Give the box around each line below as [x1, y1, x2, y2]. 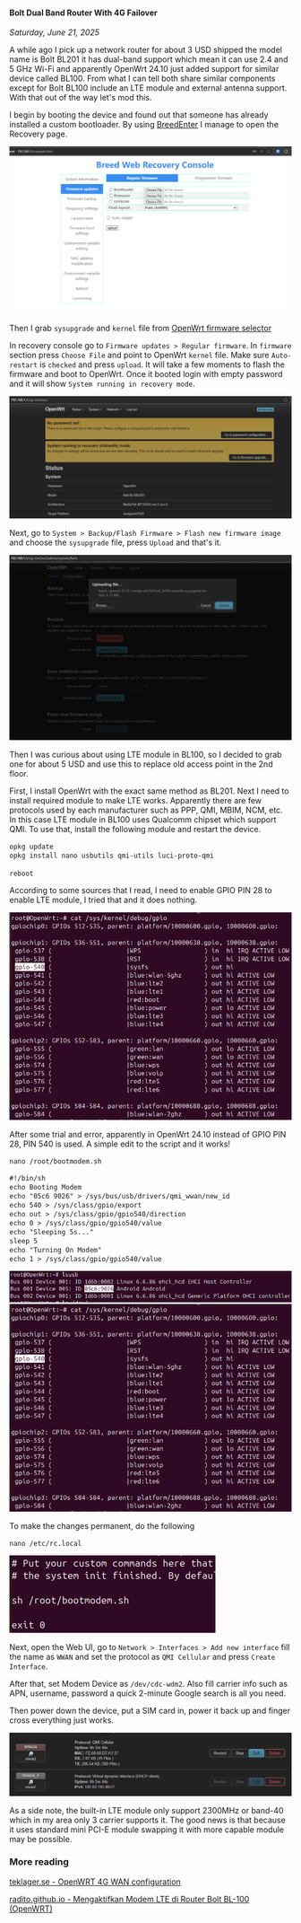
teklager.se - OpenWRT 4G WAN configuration [9, 1876, 181, 1887]
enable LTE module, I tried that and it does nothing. [9, 894, 198, 905]
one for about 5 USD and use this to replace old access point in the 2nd [9, 759, 273, 769]
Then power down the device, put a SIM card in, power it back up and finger [9, 1706, 291, 1717]
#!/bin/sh [9, 1173, 47, 1182]
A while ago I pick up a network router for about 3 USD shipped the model [9, 45, 282, 56]
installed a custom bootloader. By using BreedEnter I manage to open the [9, 119, 279, 130]
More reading [9, 1856, 70, 1868]
